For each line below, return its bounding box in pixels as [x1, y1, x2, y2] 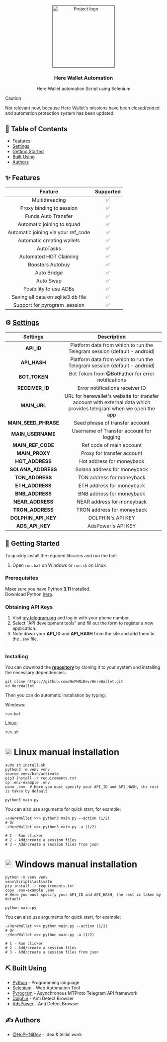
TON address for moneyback [78, 474, 146, 481]
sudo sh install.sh [5, 763, 46, 768]
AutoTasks [36, 245, 61, 252]
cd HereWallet [5, 684, 35, 689]
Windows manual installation [14, 859, 138, 870]
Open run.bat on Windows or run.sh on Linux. [12, 562, 107, 568]
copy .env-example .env [5, 888, 55, 893]
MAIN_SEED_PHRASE [7, 419, 60, 426]
